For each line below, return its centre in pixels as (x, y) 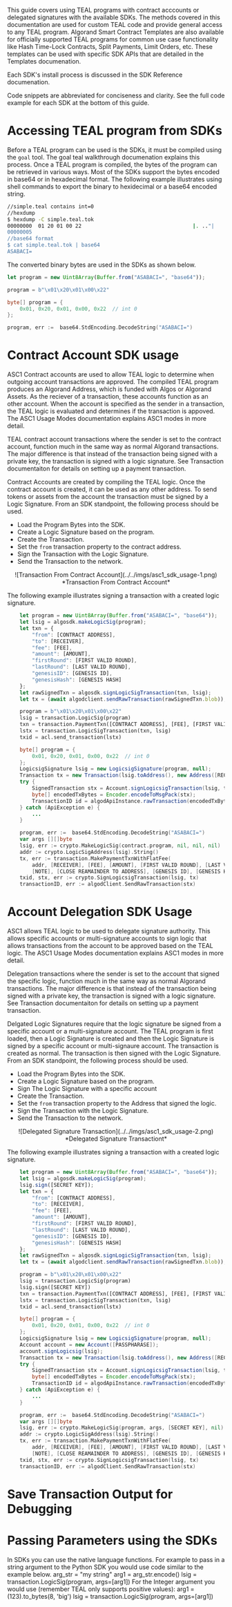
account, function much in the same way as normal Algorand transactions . (113, 447)
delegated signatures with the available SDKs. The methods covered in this (114, 17)
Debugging (40, 1509)
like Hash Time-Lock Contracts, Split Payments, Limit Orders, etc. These (110, 47)
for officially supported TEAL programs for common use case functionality (113, 39)
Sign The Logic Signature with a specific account (87, 1089)
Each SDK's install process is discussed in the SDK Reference (95, 75)
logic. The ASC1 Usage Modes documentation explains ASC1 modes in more (116, 953)
